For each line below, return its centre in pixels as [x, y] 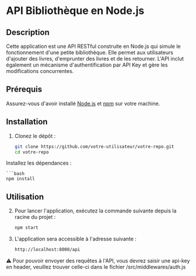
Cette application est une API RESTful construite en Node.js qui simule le [93, 46]
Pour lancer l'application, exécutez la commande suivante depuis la [95, 211]
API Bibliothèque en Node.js [75, 11]
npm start [27, 228]
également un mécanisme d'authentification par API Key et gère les [87, 65]
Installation [27, 122]
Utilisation [25, 197]
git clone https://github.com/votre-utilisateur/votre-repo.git [94, 146]
